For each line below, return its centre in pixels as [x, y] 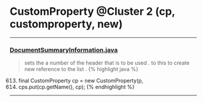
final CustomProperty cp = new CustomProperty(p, [81, 81]
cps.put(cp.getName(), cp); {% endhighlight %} [76, 87]
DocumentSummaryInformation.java [64, 50]
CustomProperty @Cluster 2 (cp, [93, 12]
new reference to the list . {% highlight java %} [81, 69]
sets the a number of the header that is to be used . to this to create [107, 63]
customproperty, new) [66, 24]
